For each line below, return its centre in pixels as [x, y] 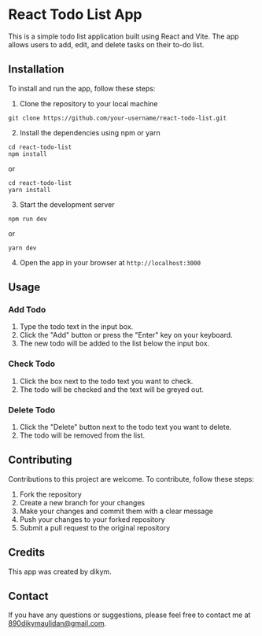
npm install [28, 154]
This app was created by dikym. [60, 571]
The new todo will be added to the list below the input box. [114, 343]
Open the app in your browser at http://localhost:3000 [110, 262]
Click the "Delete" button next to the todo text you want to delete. [125, 427]
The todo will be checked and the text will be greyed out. [112, 389]
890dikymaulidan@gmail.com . [57, 623]
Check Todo [32, 364]
